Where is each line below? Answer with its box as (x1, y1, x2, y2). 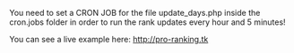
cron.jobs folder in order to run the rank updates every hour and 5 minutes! (9, 17, 286, 27)
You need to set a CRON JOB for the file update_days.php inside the (9, 8, 261, 18)
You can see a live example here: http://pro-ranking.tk (9, 34, 209, 44)
